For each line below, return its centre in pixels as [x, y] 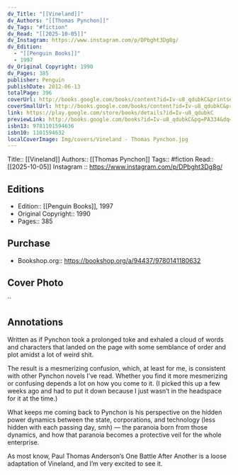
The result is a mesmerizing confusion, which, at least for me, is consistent [117, 368]
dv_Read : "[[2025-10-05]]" [47, 34]
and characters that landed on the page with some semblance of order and [117, 347]
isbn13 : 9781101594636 [41, 126]
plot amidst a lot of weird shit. [51, 354]
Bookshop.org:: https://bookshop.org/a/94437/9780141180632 [109, 260]
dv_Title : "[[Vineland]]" [45, 14]
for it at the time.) [33, 398]
